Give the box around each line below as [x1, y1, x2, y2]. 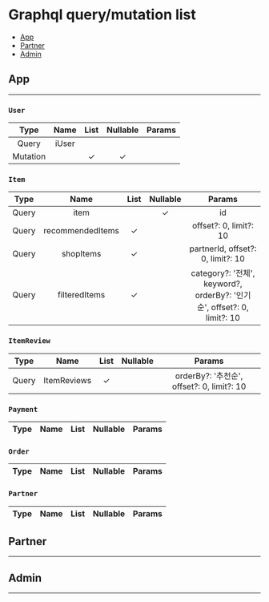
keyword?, [203, 278, 243, 289]
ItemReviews [43, 374, 92, 386]
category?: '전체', [191, 268, 255, 279]
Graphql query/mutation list [8, 6, 196, 24]
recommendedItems [43, 225, 120, 236]
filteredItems [57, 289, 106, 301]
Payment [8, 405, 38, 414]
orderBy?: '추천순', [175, 370, 243, 382]
